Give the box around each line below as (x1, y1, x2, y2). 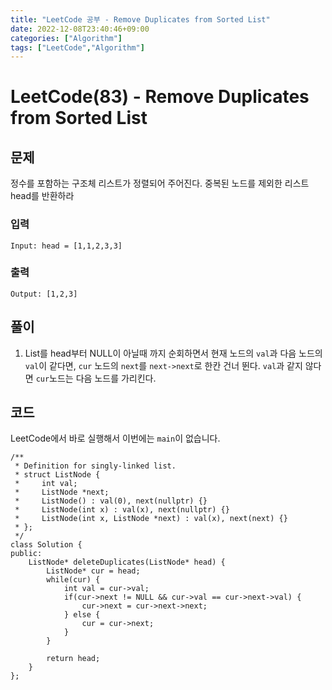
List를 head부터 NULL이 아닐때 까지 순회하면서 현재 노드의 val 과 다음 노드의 (24, 347, 323, 359)
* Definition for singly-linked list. (14, 461, 177, 471)
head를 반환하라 (10, 190, 75, 202)
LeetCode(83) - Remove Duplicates (10, 86, 310, 108)
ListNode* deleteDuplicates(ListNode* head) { (28, 557, 226, 568)
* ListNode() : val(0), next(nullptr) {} (14, 496, 208, 506)
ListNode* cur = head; (46, 566, 141, 576)
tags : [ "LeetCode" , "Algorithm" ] (10, 42, 145, 53)
